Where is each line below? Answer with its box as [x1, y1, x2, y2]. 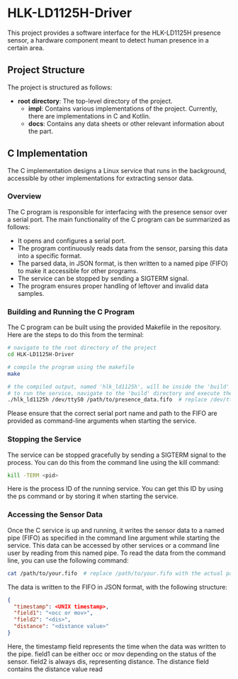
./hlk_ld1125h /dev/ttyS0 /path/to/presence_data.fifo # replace [7, 396, 208, 404]
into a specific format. [17, 251, 82, 260]
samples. [17, 289, 45, 297]
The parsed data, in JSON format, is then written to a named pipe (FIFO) [17, 259, 229, 267]
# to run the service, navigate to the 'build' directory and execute [7, 390, 220, 397]
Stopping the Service [7, 434, 81, 444]
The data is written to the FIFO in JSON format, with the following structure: [7, 583, 228, 591]
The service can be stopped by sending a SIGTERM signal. [17, 274, 189, 282]
